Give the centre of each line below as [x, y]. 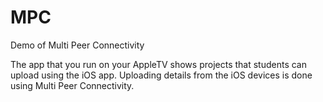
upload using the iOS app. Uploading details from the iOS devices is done [161, 75]
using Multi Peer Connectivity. [72, 85]
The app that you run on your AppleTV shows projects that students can [158, 64]
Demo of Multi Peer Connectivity [77, 45]
